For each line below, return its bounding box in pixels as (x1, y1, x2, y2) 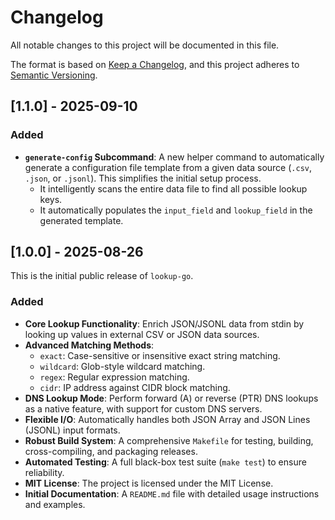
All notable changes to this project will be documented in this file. (10, 39, 280, 51)
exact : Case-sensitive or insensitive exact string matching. (39, 349, 281, 361)
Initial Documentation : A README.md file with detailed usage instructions (24, 487, 320, 500)
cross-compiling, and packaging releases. (24, 445, 198, 457)
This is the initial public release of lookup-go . (10, 270, 194, 282)
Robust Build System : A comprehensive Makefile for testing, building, (24, 434, 314, 446)
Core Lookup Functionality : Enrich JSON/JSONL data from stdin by (24, 317, 305, 330)
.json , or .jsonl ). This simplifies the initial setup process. (24, 172, 262, 184)
